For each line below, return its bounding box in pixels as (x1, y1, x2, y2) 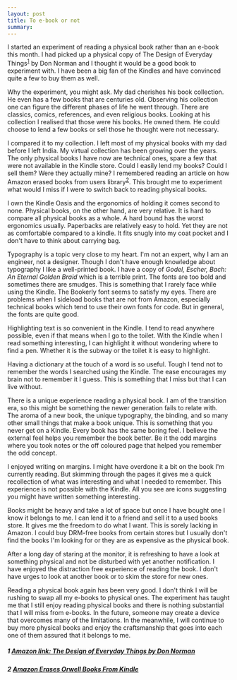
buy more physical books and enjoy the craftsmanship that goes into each (7, 623, 223, 632)
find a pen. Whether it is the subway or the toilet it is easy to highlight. (7, 346, 210, 354)
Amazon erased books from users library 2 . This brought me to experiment (7, 177, 222, 186)
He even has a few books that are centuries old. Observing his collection (7, 95, 219, 104)
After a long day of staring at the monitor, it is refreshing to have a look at (7, 549, 220, 558)
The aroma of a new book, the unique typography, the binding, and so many (7, 411, 229, 419)
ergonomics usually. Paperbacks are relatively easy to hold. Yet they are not (7, 221, 228, 229)
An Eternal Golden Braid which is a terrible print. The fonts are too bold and (7, 273, 226, 281)
